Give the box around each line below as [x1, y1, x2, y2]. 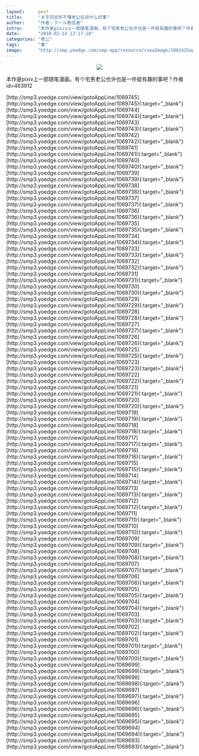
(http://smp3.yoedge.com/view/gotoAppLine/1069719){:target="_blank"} [6, 415, 183, 422]
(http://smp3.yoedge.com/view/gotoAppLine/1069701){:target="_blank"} [6, 642, 183, 649]
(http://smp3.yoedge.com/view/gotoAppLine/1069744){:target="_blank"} [6, 112, 184, 119]
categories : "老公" [6, 36, 53, 42]
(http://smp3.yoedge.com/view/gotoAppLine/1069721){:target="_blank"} [6, 390, 183, 397]
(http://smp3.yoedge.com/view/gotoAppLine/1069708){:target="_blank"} [6, 554, 184, 561]
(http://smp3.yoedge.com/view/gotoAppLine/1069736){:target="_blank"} [6, 213, 184, 220]
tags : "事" [6, 42, 49, 48]
